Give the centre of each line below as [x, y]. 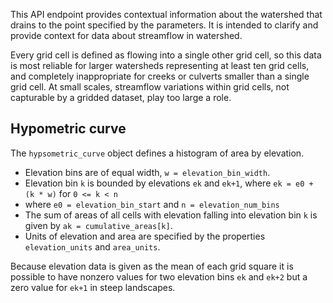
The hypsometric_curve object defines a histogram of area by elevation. [157, 153]
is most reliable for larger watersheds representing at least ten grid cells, [160, 65]
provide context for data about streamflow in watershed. [126, 35]
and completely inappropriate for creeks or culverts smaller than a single [160, 76]
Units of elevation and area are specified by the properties [145, 236]
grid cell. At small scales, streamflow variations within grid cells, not [150, 87]
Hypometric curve [68, 129]
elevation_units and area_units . [92, 246]
